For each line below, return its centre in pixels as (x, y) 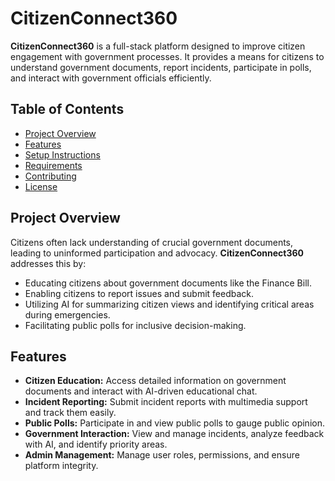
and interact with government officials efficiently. (111, 78)
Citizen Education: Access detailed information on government (155, 381)
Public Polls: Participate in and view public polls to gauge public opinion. (174, 423)
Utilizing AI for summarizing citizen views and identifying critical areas (169, 304)
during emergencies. (67, 314)
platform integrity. (61, 466)
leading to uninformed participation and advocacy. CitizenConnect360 (157, 253)
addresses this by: (48, 263)
